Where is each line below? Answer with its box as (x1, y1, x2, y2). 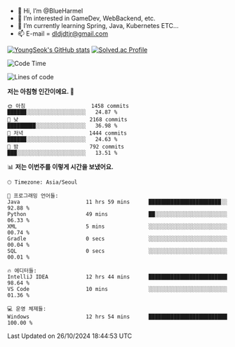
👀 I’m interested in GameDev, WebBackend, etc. (17, 14, 156, 22)
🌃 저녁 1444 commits (7, 130, 128, 137)
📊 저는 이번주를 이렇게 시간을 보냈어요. (7, 163, 114, 171)
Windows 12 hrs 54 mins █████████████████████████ (7, 313, 228, 320)
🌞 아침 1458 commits (7, 102, 130, 109)
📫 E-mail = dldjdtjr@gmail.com (17, 29, 109, 38)
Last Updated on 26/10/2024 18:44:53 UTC (7, 332, 132, 340)
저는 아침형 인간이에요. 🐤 (7, 88, 75, 95)
